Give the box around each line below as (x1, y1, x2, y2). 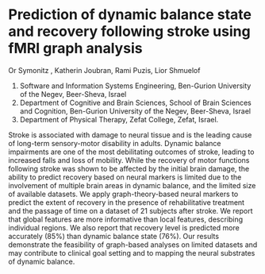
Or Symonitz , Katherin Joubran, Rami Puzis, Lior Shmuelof (8, 65, 201, 75)
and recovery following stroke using (8, 22, 252, 41)
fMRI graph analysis (8, 40, 143, 57)
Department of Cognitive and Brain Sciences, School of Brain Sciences (19, 98, 252, 107)
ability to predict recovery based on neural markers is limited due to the (8, 172, 242, 182)
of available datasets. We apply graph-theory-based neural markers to (8, 189, 239, 199)
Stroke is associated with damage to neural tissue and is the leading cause (8, 129, 252, 140)
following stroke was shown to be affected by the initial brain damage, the (8, 164, 250, 173)
